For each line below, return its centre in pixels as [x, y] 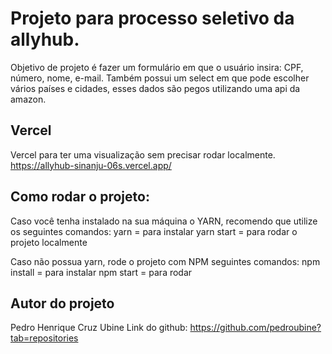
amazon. [28, 99]
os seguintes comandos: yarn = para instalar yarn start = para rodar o [154, 231]
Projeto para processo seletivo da [152, 18]
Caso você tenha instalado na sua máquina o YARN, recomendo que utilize [164, 221]
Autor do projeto [62, 303]
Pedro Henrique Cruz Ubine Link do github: [99, 328]
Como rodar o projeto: [80, 197]
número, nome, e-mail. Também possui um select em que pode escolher [160, 78]
